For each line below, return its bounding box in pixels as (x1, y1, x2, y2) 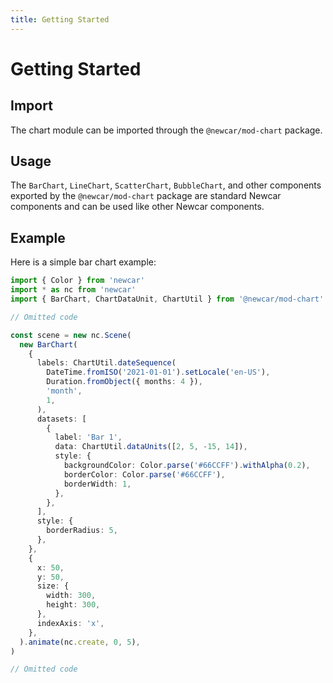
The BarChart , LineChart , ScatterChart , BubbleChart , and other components (10, 179, 322, 191)
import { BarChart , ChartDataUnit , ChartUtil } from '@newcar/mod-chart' (10, 294, 325, 304)
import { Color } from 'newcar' (10, 276, 145, 286)
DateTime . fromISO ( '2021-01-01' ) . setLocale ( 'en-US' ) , (46, 367, 271, 378)
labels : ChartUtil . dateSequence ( (36, 358, 177, 368)
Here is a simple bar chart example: (10, 256, 157, 268)
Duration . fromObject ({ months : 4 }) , (46, 377, 203, 387)
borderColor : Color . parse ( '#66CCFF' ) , (63, 469, 226, 480)
